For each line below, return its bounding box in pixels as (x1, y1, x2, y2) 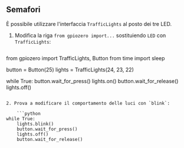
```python (17, 110, 41, 117)
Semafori (6, 5, 41, 15)
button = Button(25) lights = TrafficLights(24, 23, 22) (6, 66, 134, 73)
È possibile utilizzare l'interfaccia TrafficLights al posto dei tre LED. (6, 20, 172, 27)
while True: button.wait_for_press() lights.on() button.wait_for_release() (6, 77, 179, 84)
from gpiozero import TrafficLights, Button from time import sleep (6, 54, 165, 61)
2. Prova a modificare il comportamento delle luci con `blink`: (6, 100, 170, 106)
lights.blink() (17, 121, 54, 127)
